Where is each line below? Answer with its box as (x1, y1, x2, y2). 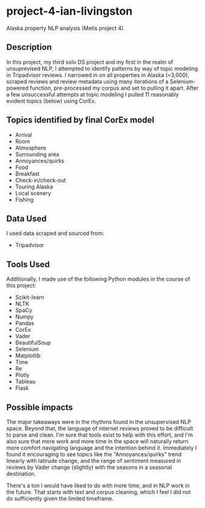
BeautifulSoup (15, 339, 51, 346)
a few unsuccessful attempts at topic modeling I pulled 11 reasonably (6, 90, 179, 98)
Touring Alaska (15, 183, 53, 190)
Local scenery (15, 189, 51, 196)
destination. (6, 470, 36, 477)
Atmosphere (15, 144, 47, 151)
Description (6, 42, 52, 52)
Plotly (15, 371, 30, 379)
